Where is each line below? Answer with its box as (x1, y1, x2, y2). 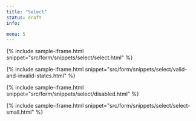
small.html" (6, 108, 34, 116)
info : (6, 20, 20, 26)
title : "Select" (6, 8, 47, 15)
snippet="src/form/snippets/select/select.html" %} (6, 54, 133, 61)
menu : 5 (6, 31, 26, 37)
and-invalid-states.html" (6, 72, 67, 79)
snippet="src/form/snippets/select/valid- (85, 66, 188, 73)
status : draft (6, 15, 42, 21)
